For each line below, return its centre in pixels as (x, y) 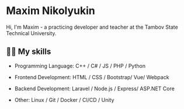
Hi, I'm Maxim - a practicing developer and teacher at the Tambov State (92, 27)
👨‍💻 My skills (29, 52)
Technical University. (31, 33)
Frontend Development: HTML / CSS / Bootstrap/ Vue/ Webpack (92, 77)
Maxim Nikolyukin (51, 11)
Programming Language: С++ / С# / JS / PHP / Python (80, 66)
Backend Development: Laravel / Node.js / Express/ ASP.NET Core (95, 88)
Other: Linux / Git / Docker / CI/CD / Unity (64, 100)
